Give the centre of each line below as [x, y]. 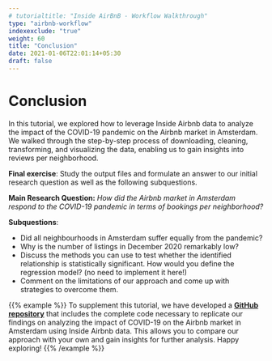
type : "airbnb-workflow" [50, 23]
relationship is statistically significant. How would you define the [127, 263]
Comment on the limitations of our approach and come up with [125, 281]
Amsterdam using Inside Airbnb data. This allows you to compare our [123, 331]
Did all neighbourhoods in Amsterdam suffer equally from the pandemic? [141, 238]
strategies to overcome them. [69, 289]
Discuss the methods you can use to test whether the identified [126, 255]
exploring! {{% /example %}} [57, 348]
